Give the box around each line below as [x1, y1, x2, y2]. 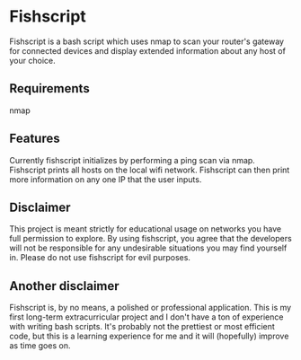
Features [9, 131, 60, 146]
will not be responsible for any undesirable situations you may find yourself [9, 242, 288, 253]
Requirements [9, 81, 90, 96]
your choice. [9, 55, 56, 66]
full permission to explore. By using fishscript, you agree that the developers [9, 233, 292, 244]
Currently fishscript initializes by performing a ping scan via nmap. [9, 154, 256, 165]
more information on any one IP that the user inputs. [9, 173, 202, 185]
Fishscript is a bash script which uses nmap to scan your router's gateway [9, 36, 285, 47]
